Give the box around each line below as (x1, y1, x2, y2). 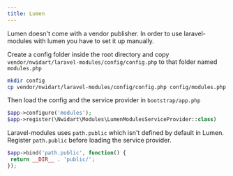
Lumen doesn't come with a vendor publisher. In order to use (7, 29, 183, 38)
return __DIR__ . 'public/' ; (10, 156, 96, 163)
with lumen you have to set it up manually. (33, 36, 155, 45)
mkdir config (7, 77, 45, 84)
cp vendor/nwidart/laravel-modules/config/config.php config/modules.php (7, 83, 227, 90)
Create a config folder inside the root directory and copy (7, 50, 170, 58)
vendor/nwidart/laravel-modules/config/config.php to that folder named (7, 57, 218, 66)
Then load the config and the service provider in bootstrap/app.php (7, 96, 201, 104)
